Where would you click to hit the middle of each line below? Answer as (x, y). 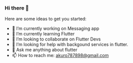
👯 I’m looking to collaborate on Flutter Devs (56, 39)
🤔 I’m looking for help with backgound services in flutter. (70, 44)
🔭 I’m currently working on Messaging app (55, 28)
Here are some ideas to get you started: (46, 19)
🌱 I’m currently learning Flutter (43, 34)
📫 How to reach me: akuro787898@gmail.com (60, 55)
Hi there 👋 (17, 8)
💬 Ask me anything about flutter (44, 50)
